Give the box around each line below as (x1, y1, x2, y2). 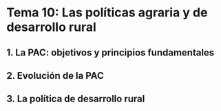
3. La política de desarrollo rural (6, 93, 145, 105)
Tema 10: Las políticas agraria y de (6, 5, 208, 21)
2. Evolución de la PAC (6, 70, 104, 82)
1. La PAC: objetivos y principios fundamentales (6, 47, 215, 58)
